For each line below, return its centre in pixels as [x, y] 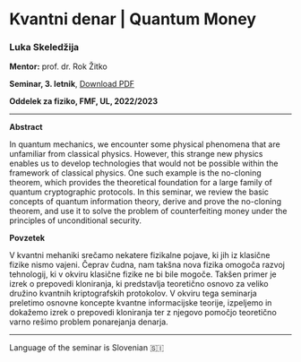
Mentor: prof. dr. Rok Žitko [58, 66]
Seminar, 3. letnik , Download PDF [72, 84]
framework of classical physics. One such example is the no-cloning [135, 173]
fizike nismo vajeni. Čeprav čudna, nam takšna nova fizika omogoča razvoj [147, 265]
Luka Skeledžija [44, 47]
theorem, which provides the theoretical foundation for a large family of [141, 183]
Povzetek [27, 238]
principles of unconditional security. [75, 220]
